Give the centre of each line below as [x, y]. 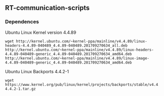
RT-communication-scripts [47, 8]
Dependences [22, 22]
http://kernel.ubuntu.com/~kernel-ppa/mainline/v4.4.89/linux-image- [77, 58]
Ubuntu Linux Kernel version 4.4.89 [41, 32]
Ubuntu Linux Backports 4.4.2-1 [37, 71]
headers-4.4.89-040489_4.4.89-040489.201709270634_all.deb [66, 46]
